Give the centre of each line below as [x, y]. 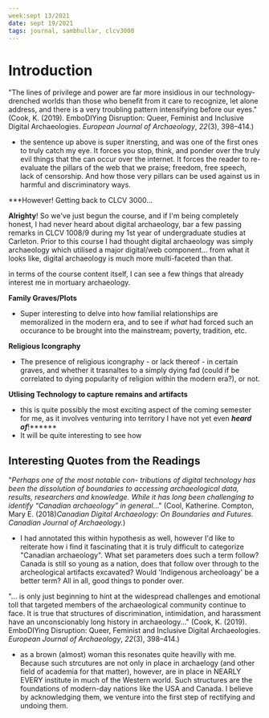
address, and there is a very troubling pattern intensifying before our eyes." [133, 110]
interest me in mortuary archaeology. [69, 282]
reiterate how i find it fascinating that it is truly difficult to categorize [132, 547]
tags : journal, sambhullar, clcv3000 [71, 30]
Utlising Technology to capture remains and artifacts [98, 395]
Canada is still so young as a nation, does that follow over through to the [139, 564]
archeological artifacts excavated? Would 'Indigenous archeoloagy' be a [139, 572]
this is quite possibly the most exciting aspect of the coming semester [135, 410]
